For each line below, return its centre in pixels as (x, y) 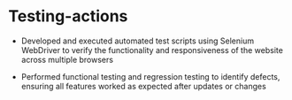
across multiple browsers (67, 59)
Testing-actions (68, 16)
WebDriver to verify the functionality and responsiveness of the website (152, 50)
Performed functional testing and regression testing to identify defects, (150, 76)
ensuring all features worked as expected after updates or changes (143, 86)
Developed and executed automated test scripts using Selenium (137, 41)
